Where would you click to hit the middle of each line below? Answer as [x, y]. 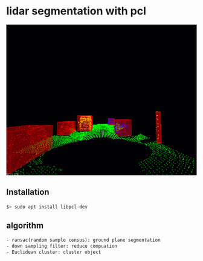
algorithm [25, 226]
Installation [28, 192]
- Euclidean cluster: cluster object [54, 252]
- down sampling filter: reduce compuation [62, 246]
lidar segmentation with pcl [76, 11]
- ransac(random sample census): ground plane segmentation [84, 240]
